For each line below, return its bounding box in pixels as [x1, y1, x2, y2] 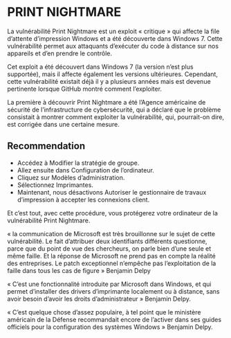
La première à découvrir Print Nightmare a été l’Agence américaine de [7, 98, 206, 106]
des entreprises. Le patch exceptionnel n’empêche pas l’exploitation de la [7, 259, 216, 267]
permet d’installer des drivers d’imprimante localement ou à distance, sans [7, 287, 220, 295]
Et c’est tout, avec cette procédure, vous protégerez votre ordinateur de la [7, 208, 218, 217]
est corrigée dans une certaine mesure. [7, 120, 120, 128]
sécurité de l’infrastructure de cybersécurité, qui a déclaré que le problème [7, 105, 221, 114]
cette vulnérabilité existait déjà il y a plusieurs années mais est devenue [7, 77, 211, 85]
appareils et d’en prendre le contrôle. [7, 49, 113, 57]
